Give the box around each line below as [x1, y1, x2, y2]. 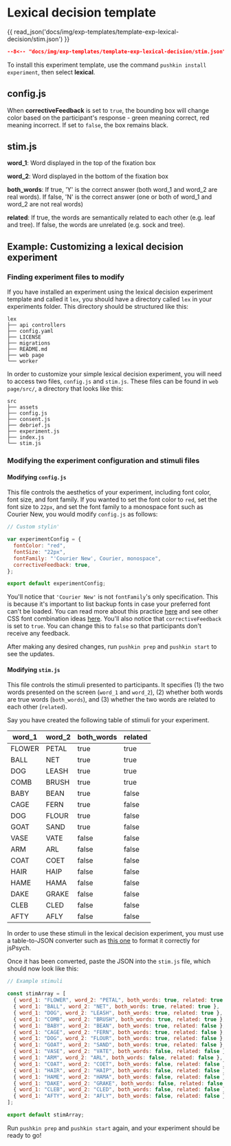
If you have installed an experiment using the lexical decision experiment [7, 288, 213, 296]
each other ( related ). [7, 703, 67, 711]
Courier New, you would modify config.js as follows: [7, 510, 158, 519]
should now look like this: [7, 964, 79, 973]
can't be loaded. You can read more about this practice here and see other [7, 607, 219, 616]
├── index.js [7, 434, 45, 441]
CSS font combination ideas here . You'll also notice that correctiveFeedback [7, 614, 222, 623]
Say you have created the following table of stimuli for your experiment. [7, 716, 210, 724]
